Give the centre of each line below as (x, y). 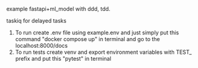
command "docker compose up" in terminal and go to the (87, 39)
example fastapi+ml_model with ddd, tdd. (58, 9)
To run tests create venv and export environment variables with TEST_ (103, 52)
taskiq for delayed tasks (36, 21)
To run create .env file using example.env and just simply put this (97, 32)
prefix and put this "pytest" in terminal (63, 59)
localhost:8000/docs (42, 46)
